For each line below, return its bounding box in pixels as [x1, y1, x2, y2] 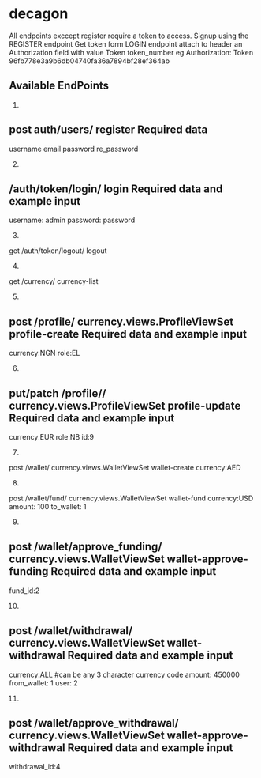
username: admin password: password [9, 215, 136, 225]
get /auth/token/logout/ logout [9, 246, 107, 255]
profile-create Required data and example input [9, 327, 248, 341]
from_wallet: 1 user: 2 [9, 678, 78, 688]
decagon [9, 5, 69, 23]
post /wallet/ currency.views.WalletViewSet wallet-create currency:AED [9, 463, 241, 472]
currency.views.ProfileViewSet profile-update [9, 398, 241, 412]
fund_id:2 [9, 586, 40, 595]
